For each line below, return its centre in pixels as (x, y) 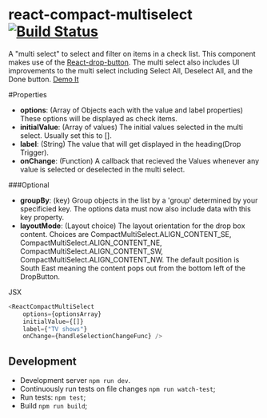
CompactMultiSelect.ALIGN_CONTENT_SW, (92, 251)
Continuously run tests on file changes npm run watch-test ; (118, 389)
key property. (42, 217)
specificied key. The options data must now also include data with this (135, 208)
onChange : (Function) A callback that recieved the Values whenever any (139, 160)
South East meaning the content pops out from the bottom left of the (133, 268)
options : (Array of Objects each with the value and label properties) (132, 110)
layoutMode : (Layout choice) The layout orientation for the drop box (132, 226)
